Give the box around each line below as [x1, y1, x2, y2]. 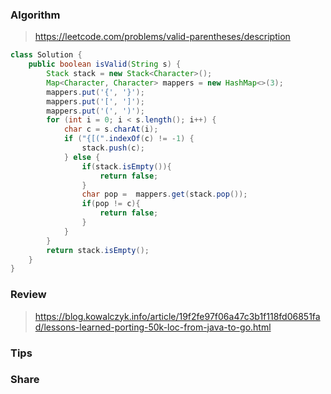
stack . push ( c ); [81, 143, 145, 153]
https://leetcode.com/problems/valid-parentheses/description [34, 31, 291, 43]
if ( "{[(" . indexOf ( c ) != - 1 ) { [63, 134, 195, 144]
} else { [63, 152, 101, 162]
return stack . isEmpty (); [46, 245, 150, 255]
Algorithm [10, 8, 61, 22]
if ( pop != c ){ [81, 199, 141, 209]
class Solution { [10, 50, 83, 60]
